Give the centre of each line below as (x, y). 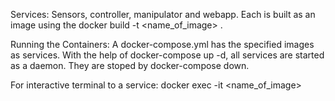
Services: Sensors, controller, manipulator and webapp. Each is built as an (163, 14)
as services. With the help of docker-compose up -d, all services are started (167, 55)
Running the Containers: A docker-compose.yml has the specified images (162, 44)
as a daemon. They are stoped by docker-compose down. (130, 65)
